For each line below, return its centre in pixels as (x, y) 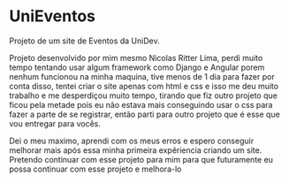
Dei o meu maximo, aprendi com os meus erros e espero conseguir (132, 141)
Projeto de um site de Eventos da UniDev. (85, 41)
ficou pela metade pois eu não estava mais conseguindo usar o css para (141, 104)
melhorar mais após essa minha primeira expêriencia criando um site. (136, 150)
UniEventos (52, 16)
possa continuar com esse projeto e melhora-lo (95, 169)
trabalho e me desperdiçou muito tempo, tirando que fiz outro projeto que (144, 95)
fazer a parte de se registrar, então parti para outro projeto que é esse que (144, 114)
